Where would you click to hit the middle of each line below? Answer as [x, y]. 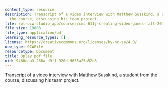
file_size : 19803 [23, 28]
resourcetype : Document [30, 51]
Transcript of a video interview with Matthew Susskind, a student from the [81, 75]
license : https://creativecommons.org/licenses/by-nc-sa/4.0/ [71, 42]
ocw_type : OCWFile [24, 47]
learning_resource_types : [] [35, 38]
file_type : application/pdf [34, 33]
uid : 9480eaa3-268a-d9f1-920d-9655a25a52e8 [51, 61]
